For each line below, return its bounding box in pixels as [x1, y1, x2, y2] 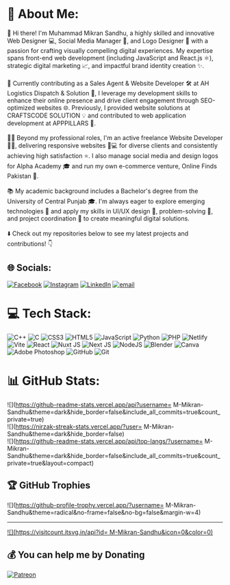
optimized [7, 103, 36, 112]
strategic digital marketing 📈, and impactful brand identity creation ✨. [7, 61, 205, 69]
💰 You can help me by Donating [7, 549, 145, 560]
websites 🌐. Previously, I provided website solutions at [36, 103, 190, 112]
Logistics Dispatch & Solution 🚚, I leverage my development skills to [7, 89, 198, 97]
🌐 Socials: [7, 262, 52, 274]
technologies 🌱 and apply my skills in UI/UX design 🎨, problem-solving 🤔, [7, 207, 214, 215]
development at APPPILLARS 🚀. [7, 119, 97, 127]
